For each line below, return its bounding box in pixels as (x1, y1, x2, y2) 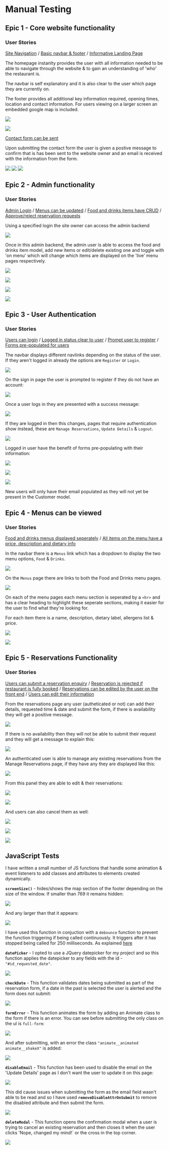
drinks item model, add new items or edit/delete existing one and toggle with (5, 247, 164, 253)
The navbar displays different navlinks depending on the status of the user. (5, 352, 161, 358)
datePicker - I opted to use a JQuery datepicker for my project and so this (5, 950, 159, 956)
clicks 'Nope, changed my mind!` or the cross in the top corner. (5, 1130, 137, 1136)
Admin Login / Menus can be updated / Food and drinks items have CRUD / (5, 207, 161, 213)
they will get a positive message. (5, 711, 73, 717)
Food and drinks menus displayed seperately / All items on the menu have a (5, 535, 163, 541)
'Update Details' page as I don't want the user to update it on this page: (5, 1070, 154, 1076)
